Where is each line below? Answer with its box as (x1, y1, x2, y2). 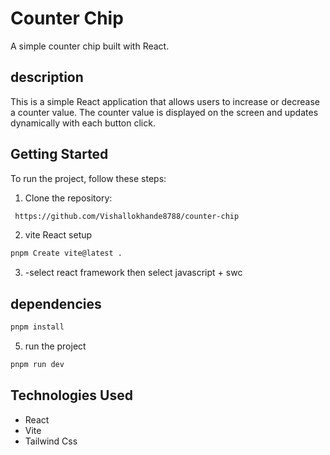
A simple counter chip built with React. (10, 40, 170, 52)
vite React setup (24, 229, 93, 241)
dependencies (10, 295, 102, 312)
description (10, 69, 84, 86)
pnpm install (10, 322, 65, 332)
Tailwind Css (24, 435, 78, 447)
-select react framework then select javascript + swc (24, 267, 243, 279)
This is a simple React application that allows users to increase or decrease (10, 95, 320, 107)
